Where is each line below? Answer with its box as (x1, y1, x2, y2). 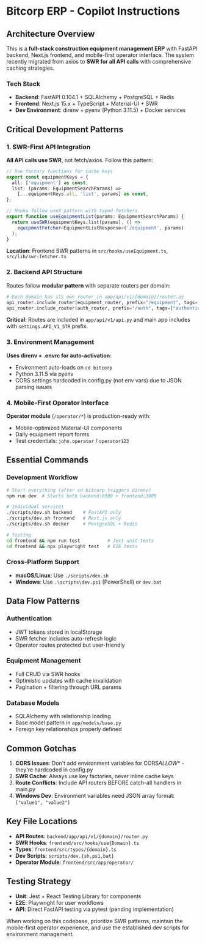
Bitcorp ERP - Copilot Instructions (6, 4, 180, 18)
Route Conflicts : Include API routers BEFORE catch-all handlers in (15, 779, 182, 786)
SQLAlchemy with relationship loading (15, 713, 111, 720)
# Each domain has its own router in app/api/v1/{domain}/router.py (6, 294, 184, 300)
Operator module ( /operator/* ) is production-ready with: (6, 412, 151, 420)
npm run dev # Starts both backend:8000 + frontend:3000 (6, 492, 157, 499)
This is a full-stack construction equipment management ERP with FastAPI (6, 45, 198, 52)
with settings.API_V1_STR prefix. (6, 322, 88, 330)
